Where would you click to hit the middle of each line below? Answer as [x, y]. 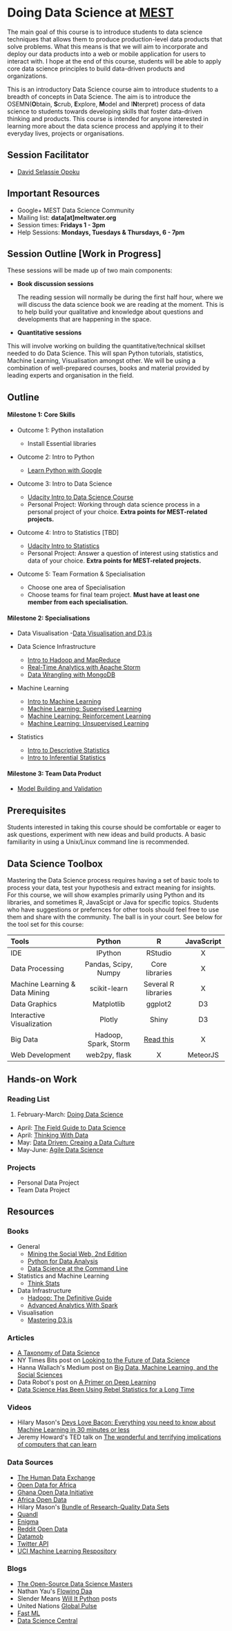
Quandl [27, 1514]
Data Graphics [34, 1004]
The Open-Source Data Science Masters [75, 1583]
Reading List [28, 1099]
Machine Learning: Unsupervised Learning [88, 724]
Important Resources [54, 194]
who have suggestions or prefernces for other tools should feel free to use [113, 909]
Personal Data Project [48, 1182]
